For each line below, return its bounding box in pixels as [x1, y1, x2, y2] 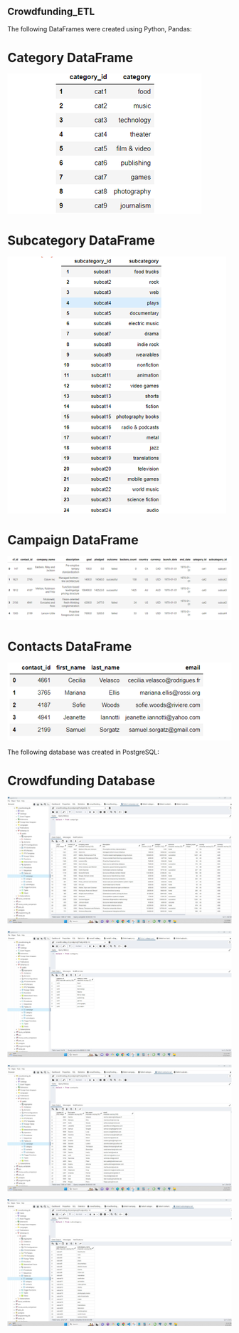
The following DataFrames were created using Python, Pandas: [7, 24, 192, 33]
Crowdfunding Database [7, 773, 155, 789]
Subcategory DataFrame [7, 232, 155, 248]
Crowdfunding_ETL [7, 6, 95, 18]
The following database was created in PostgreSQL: [7, 748, 160, 757]
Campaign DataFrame [7, 531, 139, 548]
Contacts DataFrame [7, 638, 132, 655]
